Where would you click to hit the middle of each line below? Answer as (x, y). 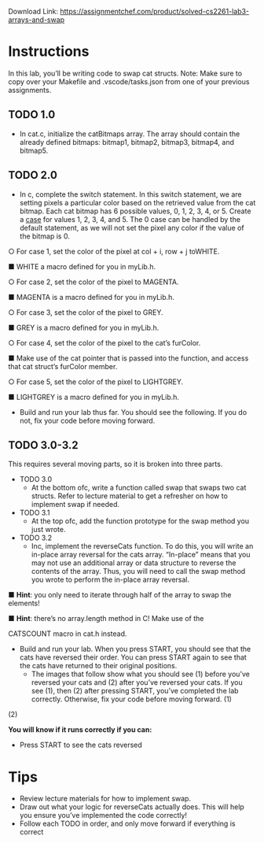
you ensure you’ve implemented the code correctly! (103, 815)
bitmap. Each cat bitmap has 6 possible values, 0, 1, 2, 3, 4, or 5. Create (135, 211)
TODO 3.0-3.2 (43, 445)
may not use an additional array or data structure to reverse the (134, 563)
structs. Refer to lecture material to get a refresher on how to (129, 496)
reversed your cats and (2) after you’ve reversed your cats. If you (137, 682)
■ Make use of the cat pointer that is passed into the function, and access (128, 358)
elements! (24, 603)
